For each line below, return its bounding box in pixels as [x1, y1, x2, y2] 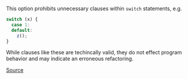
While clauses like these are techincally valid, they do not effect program [6, 49, 182, 56]
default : [11, 27, 33, 33]
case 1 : [11, 22, 31, 28]
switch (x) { [6, 17, 38, 22]
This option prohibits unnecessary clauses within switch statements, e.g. [6, 5, 182, 12]
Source [6, 67, 23, 74]
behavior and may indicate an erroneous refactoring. [6, 55, 134, 62]
